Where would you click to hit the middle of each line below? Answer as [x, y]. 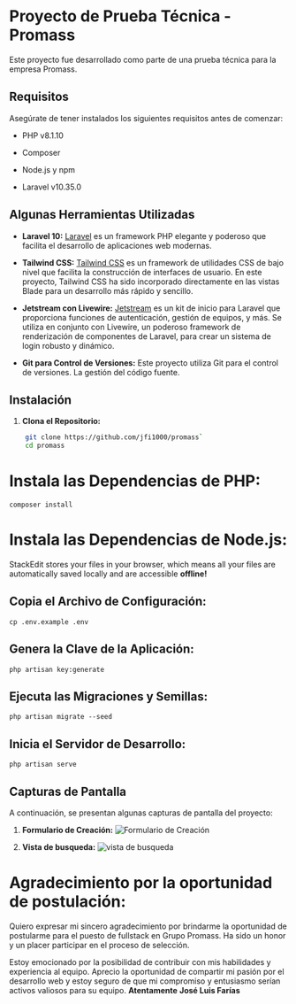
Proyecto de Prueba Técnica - [120, 16]
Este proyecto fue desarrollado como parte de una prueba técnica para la [143, 59]
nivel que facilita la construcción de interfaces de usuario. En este [142, 272]
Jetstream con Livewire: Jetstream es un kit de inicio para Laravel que [151, 308]
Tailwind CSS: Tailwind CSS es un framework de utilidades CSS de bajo [153, 262]
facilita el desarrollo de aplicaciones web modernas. [117, 245]
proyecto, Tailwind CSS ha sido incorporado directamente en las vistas [151, 282]
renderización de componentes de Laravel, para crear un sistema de [146, 336]
